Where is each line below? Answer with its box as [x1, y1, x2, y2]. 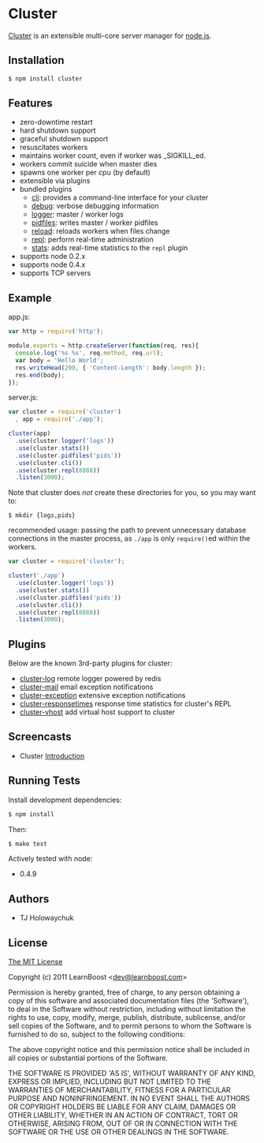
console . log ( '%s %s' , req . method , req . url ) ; [15, 349, 164, 357]
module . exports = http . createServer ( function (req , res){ [8, 342, 199, 350]
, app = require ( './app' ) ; [15, 415, 104, 423]
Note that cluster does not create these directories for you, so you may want [8, 488, 256, 497]
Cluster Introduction [19, 751, 85, 760]
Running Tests [8, 774, 80, 788]
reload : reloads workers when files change [31, 227, 170, 236]
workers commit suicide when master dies [19, 159, 158, 169]
